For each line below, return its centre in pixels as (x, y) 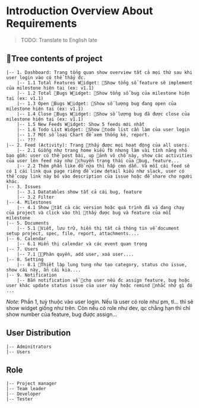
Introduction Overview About (80, 11)
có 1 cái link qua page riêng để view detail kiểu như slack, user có (95, 171)
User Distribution (39, 333)
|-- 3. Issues (24, 186)
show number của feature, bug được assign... (62, 314)
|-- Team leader (26, 389)
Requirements (42, 23)
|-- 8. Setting (25, 260)
